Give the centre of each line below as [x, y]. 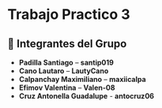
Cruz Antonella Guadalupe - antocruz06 [87, 96]
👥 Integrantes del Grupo [67, 44]
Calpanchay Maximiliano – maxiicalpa [83, 79]
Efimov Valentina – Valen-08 [67, 88]
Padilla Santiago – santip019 [66, 62]
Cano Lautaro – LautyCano [64, 71]
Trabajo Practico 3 [69, 15]
